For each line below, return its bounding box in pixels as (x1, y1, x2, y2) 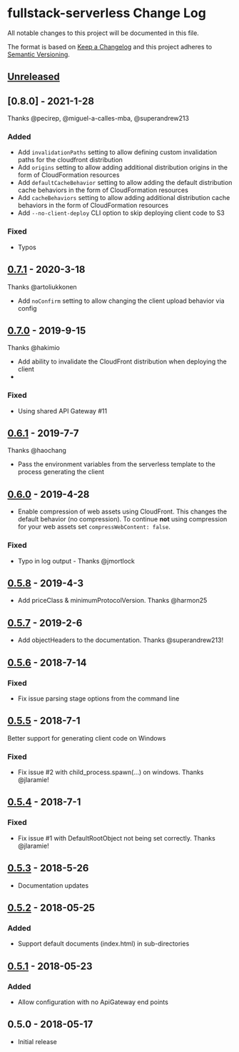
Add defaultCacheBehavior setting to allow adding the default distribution (17, 179, 233, 187)
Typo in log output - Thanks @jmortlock (17, 556, 136, 565)
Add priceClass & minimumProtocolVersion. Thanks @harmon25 (17, 596, 208, 605)
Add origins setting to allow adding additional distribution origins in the (17, 163, 228, 172)
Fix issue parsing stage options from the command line (17, 694, 180, 703)
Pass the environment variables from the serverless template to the (17, 460, 215, 469)
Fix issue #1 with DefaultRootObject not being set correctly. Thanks (17, 833, 215, 842)
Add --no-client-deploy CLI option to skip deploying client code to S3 (17, 209, 225, 217)
